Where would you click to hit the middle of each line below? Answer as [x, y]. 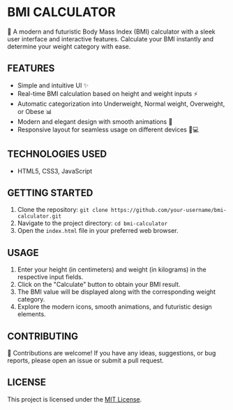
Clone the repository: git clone [62, 210]
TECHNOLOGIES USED [57, 154]
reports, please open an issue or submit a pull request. [85, 360]
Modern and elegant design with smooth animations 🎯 [95, 121]
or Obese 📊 [35, 111]
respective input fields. [50, 277]
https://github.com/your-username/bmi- [168, 211]
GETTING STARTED [50, 193]
